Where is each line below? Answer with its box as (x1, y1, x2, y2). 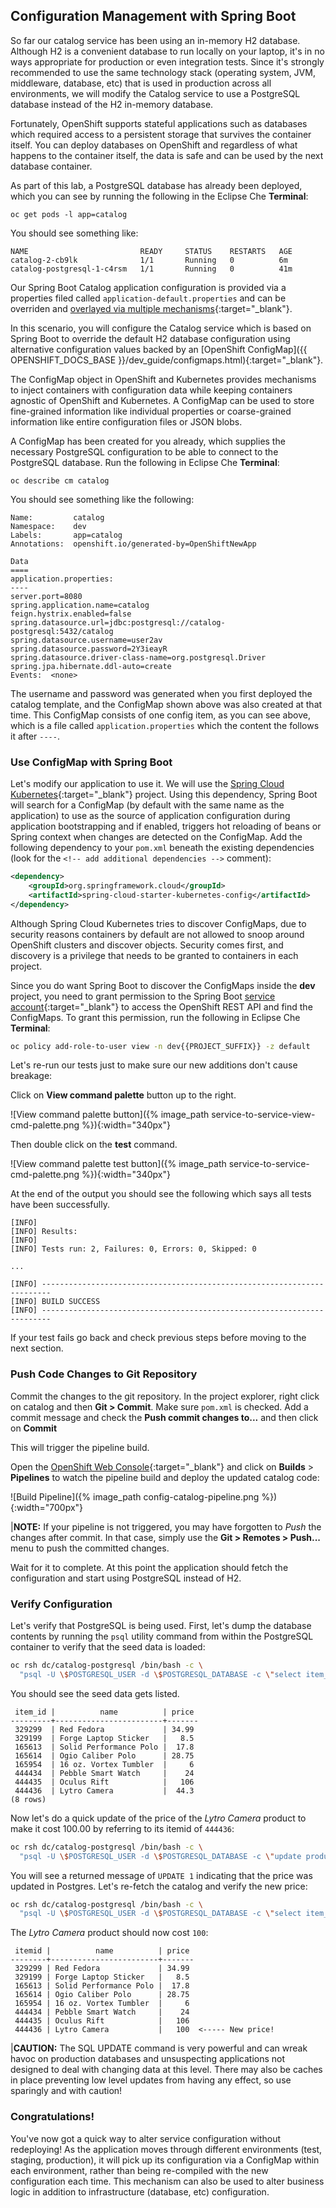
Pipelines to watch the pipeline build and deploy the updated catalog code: (10, 1471, 320, 1483)
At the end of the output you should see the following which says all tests (10, 1188, 312, 1200)
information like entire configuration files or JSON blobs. (10, 415, 243, 428)
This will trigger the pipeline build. (10, 1441, 150, 1453)
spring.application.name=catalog (10, 600, 150, 610)
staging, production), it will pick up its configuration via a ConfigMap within (10, 2154, 320, 2166)
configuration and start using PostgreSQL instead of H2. (10, 1572, 242, 1584)
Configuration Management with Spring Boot (10, 8, 297, 25)
